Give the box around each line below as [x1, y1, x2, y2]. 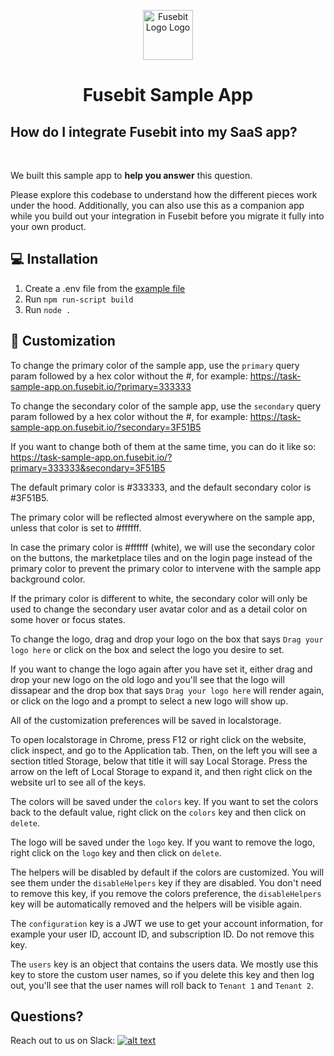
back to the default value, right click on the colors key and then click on [10, 806, 307, 818]
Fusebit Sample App [82, 84, 254, 107]
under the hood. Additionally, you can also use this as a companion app [10, 200, 305, 211]
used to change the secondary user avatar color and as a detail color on [10, 603, 308, 615]
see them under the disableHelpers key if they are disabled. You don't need [10, 876, 322, 889]
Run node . [24, 303, 72, 315]
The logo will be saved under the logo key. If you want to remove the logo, [10, 836, 316, 848]
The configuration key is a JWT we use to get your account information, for [10, 917, 324, 929]
